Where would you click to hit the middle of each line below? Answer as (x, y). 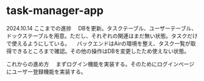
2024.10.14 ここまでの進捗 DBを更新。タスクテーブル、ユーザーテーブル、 (101, 28)
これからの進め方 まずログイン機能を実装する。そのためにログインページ (100, 64)
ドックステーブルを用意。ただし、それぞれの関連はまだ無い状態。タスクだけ (102, 36)
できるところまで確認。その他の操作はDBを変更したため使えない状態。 (100, 51)
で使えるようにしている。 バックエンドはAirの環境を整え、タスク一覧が (98, 43)
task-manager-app (55, 11)
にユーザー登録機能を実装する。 (46, 71)
